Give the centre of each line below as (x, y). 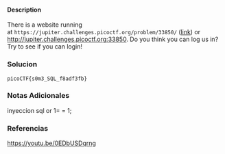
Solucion (22, 64)
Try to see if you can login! (45, 47)
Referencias (28, 128)
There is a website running (45, 25)
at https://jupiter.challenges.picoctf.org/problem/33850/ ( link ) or (104, 32)
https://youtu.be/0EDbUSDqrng (51, 143)
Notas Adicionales (38, 96)
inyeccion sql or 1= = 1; (39, 110)
